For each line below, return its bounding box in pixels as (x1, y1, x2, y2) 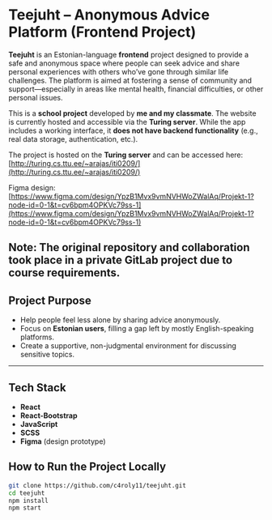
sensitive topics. (19, 350, 75, 360)
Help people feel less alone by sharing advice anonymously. (19, 315, 221, 325)
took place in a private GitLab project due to (8, 254, 233, 267)
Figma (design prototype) (19, 436, 107, 446)
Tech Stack (8, 381, 66, 394)
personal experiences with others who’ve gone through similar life (8, 66, 229, 76)
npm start (8, 504, 42, 512)
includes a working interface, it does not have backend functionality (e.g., (8, 126, 258, 135)
